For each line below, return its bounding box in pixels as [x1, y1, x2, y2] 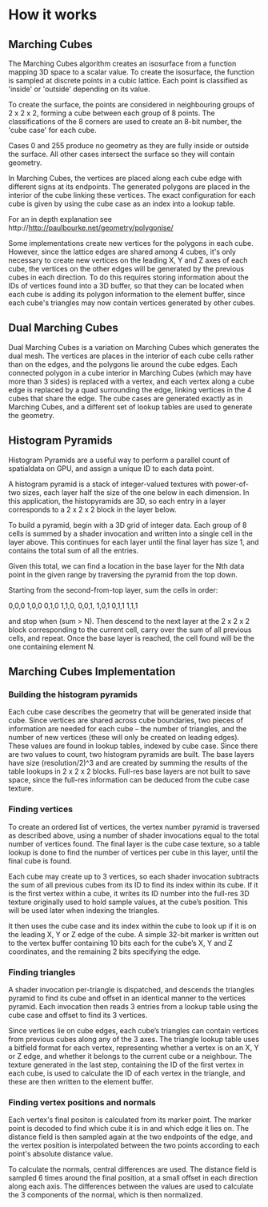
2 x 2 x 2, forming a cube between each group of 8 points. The [8, 108, 215, 118]
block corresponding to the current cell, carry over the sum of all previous [8, 625, 252, 634]
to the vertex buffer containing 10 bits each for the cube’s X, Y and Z [8, 938, 234, 947]
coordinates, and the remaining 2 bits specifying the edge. [8, 947, 202, 956]
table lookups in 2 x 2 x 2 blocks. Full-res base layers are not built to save [8, 766, 250, 776]
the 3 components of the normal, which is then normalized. [8, 1190, 203, 1200]
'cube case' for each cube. [8, 126, 98, 135]
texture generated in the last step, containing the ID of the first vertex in [8, 1060, 244, 1069]
